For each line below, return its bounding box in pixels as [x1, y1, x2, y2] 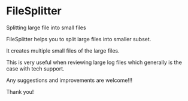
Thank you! [6, 88, 34, 95]
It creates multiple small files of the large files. [6, 47, 120, 54]
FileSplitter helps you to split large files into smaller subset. [6, 35, 151, 42]
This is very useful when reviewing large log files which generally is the [6, 59, 183, 66]
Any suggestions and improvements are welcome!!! [6, 76, 133, 84]
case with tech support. [6, 65, 65, 72]
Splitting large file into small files [6, 24, 86, 31]
